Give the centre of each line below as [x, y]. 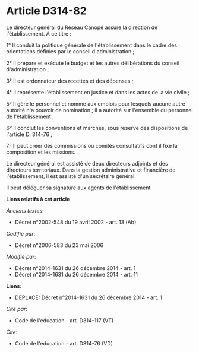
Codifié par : [21, 233]
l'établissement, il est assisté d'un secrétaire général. [71, 176]
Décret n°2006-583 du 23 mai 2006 [59, 245]
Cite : [12, 332]
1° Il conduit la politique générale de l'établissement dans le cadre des [91, 45]
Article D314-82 [47, 11]
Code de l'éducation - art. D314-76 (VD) [64, 343]
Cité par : [17, 309]
